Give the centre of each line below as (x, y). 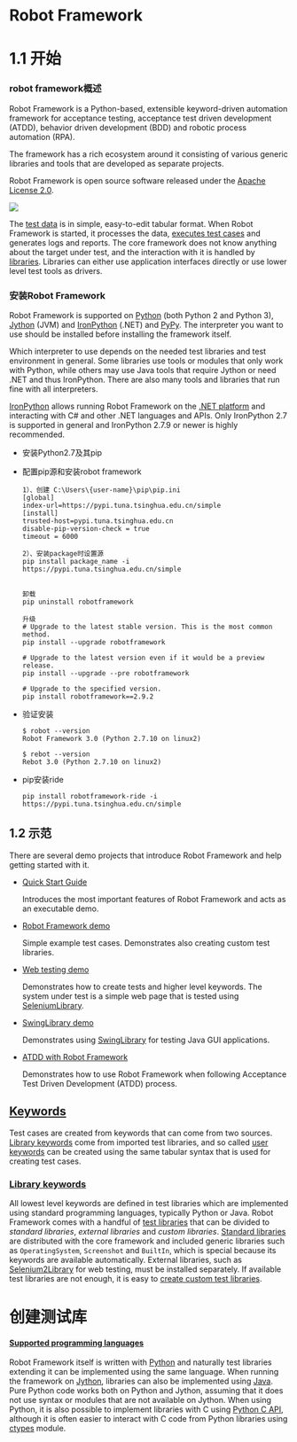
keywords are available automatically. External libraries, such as (125, 1259)
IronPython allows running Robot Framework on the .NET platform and (137, 406)
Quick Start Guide (55, 882)
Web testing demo (55, 969)
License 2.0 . (31, 190)
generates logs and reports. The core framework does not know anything (143, 242)
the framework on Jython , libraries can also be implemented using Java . (141, 1381)
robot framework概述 (55, 89)
